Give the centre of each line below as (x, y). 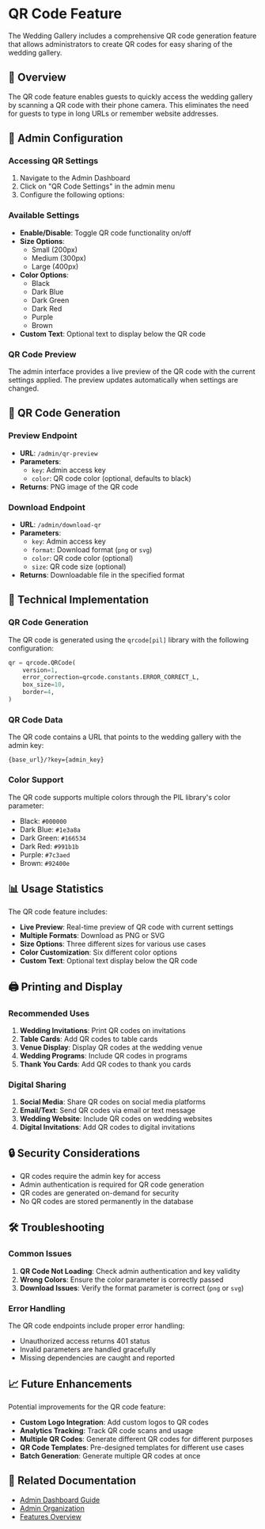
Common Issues (40, 1254)
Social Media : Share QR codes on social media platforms (112, 1102)
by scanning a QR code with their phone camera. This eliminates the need (129, 105)
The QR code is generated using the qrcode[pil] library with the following (129, 639)
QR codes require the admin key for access (90, 1176)
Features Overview (50, 1516)
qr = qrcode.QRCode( (42, 662)
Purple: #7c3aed (45, 854)
